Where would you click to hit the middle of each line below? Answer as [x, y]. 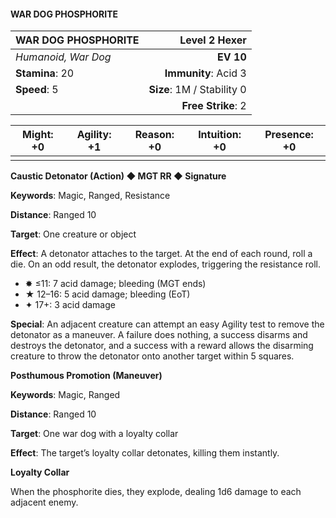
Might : [38, 135]
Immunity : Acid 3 [205, 73]
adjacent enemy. [44, 502]
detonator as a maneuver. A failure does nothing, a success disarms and [159, 335]
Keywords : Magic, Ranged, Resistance [90, 196]
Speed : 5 [37, 90]
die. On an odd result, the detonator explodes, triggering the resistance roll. [165, 264]
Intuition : [220, 135]
